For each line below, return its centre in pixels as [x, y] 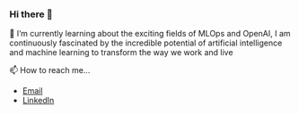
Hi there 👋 [31, 14]
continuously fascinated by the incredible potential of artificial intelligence [146, 43]
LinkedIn [38, 101]
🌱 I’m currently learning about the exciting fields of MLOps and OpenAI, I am [150, 34]
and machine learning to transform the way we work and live [121, 53]
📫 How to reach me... [50, 70]
